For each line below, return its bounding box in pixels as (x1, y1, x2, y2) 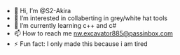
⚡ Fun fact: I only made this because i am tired (13, 40, 148, 48)
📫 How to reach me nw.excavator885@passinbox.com (13, 29, 173, 38)
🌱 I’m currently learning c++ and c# (13, 22, 117, 29)
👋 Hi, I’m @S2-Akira (13, 7, 71, 15)
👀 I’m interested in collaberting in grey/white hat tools (13, 14, 168, 22)
